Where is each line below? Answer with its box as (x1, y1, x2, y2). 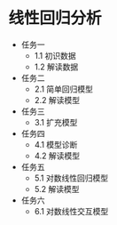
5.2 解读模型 (34, 183, 81, 194)
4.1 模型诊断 (34, 139, 78, 149)
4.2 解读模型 (34, 150, 81, 161)
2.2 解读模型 (34, 94, 81, 105)
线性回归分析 (8, 8, 103, 28)
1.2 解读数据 (34, 61, 79, 72)
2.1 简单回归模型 (34, 84, 94, 94)
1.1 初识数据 (34, 50, 76, 60)
